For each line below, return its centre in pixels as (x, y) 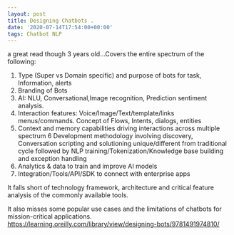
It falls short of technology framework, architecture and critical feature (111, 188)
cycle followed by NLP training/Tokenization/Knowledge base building (121, 151)
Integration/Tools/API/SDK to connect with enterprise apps (104, 174)
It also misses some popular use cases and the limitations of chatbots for (115, 209)
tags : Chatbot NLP (35, 34)
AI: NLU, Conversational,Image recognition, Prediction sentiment (112, 98)
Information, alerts (45, 83)
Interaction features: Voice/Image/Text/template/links (96, 113)
